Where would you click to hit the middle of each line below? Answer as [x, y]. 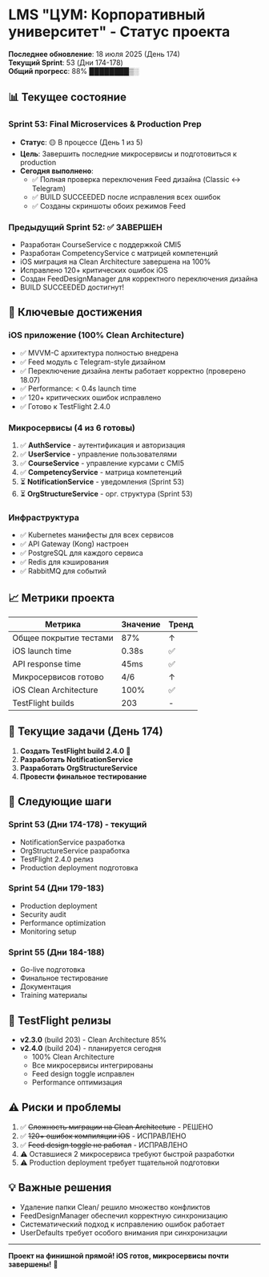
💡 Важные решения [60, 1188]
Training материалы [54, 995]
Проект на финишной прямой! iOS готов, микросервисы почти [119, 1255]
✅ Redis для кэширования [64, 562]
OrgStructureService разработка [75, 850]
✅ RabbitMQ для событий [63, 571]
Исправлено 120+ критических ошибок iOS [94, 270]
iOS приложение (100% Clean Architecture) [96, 335]
